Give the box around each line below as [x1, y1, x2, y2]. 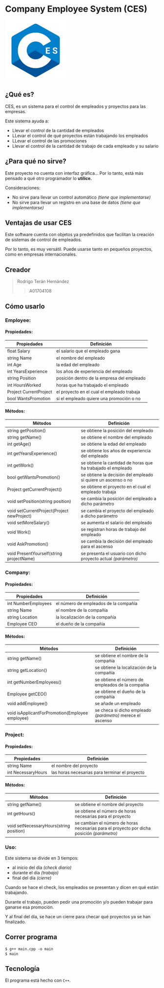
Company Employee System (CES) [5, 3, 147, 15]
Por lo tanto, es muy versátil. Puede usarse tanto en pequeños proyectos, [5, 246, 153, 252]
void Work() [7, 529, 31, 535]
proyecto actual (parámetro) [81, 555, 138, 562]
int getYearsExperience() [7, 450, 58, 456]
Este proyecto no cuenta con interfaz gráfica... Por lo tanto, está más [5, 170, 143, 176]
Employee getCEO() [7, 691, 47, 697]
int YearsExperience [7, 368, 48, 374]
